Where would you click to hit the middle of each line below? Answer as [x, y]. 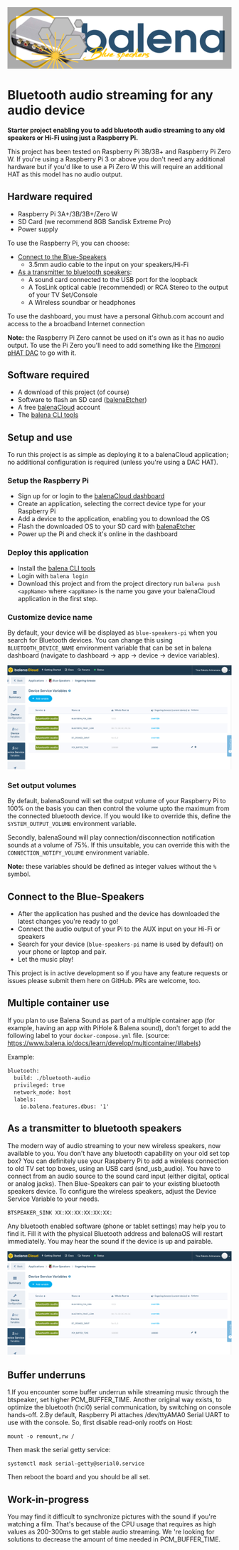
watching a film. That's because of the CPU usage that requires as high [112, 1524]
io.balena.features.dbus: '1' [65, 1107]
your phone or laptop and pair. [62, 951]
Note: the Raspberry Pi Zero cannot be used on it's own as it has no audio [116, 337]
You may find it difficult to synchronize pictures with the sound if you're [112, 1516]
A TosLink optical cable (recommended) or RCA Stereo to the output [128, 287]
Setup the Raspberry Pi [48, 480]
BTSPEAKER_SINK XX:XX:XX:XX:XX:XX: [60, 1213]
